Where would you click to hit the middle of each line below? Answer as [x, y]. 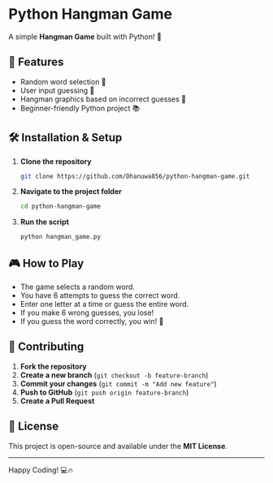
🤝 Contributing [46, 347]
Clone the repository [56, 161]
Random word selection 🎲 [63, 81]
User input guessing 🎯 [57, 90]
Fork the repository [53, 366]
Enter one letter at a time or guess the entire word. [104, 304]
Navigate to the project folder [71, 192]
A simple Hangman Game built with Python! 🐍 [85, 37]
